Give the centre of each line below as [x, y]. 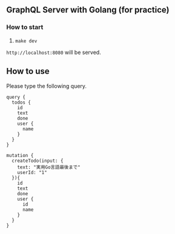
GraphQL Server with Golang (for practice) [88, 10]
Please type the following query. [46, 86]
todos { [21, 102]
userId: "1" [32, 172]
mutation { [20, 155]
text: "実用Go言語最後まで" [49, 167]
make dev [26, 41]
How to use [28, 71]
